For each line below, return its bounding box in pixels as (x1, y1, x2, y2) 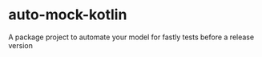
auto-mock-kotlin (8, 6, 127, 24)
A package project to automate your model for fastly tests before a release (8, 32, 255, 42)
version (8, 40, 34, 50)
